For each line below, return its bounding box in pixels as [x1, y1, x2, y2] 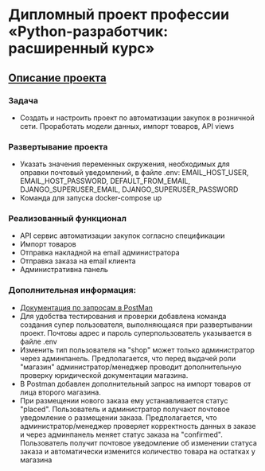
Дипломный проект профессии [8, 6, 229, 24]
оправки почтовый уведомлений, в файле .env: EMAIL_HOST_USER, [19, 168, 249, 177]
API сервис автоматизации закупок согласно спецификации [19, 231, 225, 240]
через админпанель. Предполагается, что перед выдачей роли [19, 353, 236, 363]
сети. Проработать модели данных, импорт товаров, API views [19, 121, 235, 130]
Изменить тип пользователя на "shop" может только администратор [19, 344, 255, 355]
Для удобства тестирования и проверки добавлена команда [19, 311, 227, 321]
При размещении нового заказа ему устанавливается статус [19, 395, 228, 405]
